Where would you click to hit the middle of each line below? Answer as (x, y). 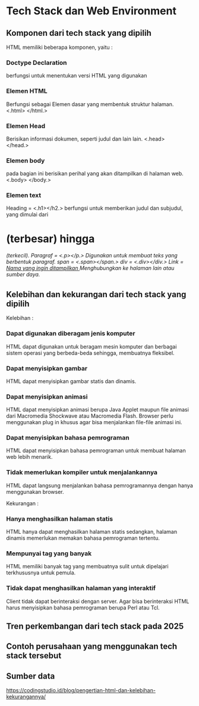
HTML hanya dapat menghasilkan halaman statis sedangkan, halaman (91, 532)
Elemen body (26, 160)
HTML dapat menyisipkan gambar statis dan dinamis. (71, 381)
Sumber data (31, 676)
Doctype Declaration (37, 63)
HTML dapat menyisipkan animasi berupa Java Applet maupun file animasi (97, 410)
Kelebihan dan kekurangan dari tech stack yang (96, 294)
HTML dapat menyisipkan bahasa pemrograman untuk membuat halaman (96, 450)
